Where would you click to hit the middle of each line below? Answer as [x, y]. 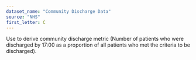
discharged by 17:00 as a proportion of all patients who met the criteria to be [98, 45]
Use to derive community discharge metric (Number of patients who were [95, 39]
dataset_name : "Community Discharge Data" [59, 11]
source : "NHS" [23, 17]
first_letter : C [26, 22]
